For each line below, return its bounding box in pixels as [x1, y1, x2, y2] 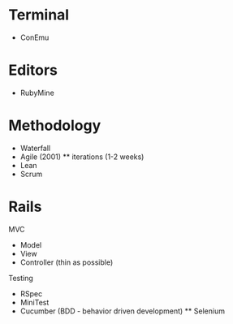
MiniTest [19, 297, 50, 307]
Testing [8, 273, 34, 283]
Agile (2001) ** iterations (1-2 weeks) [19, 152, 145, 162]
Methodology [8, 116, 101, 135]
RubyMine [19, 88, 54, 97]
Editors [8, 61, 58, 80]
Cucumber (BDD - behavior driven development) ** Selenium [19, 306, 226, 316]
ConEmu [19, 32, 50, 42]
